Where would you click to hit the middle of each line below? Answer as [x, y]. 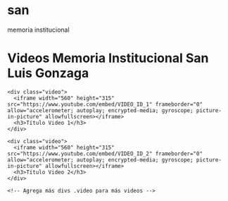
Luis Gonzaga [48, 73]
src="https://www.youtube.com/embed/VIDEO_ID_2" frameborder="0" [105, 154]
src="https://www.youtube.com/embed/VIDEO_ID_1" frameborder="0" [105, 104]
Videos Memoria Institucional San [108, 58]
